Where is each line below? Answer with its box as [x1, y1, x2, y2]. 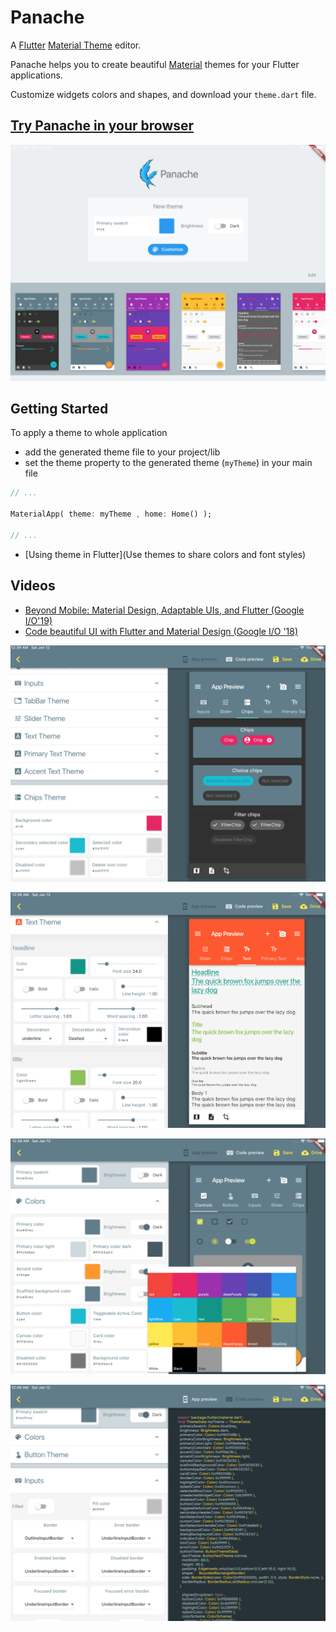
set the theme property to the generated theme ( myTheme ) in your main [24, 457, 313, 469]
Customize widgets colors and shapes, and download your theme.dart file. [10, 88, 317, 100]
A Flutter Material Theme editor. [10, 39, 142, 51]
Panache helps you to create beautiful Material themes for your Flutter [10, 58, 300, 70]
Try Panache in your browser [10, 117, 195, 135]
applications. [10, 69, 63, 81]
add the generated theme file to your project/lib [24, 446, 221, 458]
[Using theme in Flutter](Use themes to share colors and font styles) [24, 548, 307, 560]
